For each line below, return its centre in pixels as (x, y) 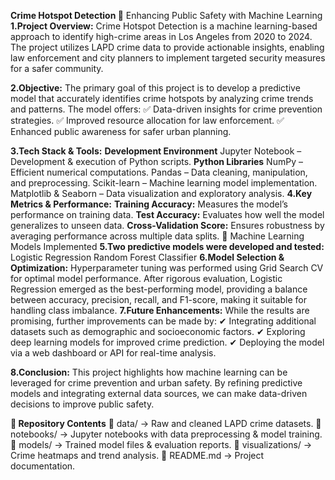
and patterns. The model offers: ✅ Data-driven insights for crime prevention (166, 109)
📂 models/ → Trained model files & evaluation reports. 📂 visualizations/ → (161, 444)
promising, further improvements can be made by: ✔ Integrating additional (163, 321)
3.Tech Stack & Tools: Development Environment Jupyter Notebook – (156, 151)
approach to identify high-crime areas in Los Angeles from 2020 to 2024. (161, 36)
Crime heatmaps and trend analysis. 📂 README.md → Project (137, 455)
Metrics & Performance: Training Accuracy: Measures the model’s (149, 204)
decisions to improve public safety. (82, 404)
